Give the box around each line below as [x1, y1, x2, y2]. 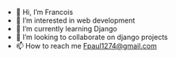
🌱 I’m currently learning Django [15, 24, 117, 33]
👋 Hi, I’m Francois [15, 8, 74, 16]
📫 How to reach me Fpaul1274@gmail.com [15, 42, 157, 50]
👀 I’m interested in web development [15, 16, 136, 25]
